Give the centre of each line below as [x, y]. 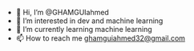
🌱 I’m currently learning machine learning [84, 29]
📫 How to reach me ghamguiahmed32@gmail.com [101, 38]
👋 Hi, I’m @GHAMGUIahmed [63, 12]
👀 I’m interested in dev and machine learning [89, 21]
